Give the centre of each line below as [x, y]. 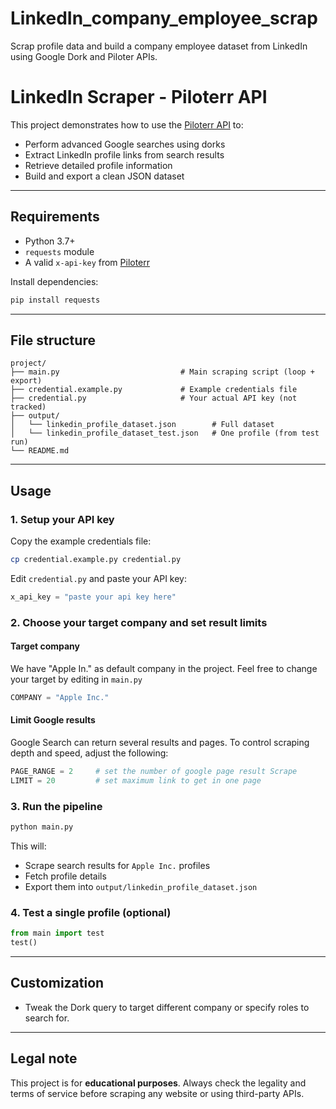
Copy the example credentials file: [81, 541]
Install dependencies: [54, 281]
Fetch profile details [65, 876]
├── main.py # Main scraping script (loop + [162, 372]
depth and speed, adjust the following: [89, 753]
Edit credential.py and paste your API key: [98, 578]
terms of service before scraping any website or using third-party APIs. [157, 1093]
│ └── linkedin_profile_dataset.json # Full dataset [142, 425]
